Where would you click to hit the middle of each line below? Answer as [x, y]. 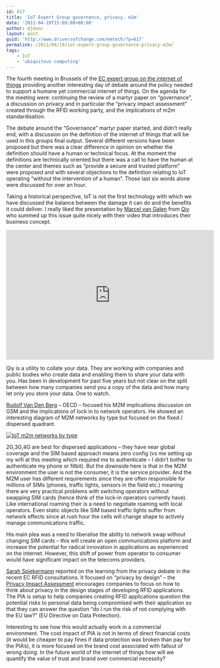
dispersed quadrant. [31, 424]
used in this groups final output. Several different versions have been [90, 140]
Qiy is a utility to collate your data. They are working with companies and [95, 368]
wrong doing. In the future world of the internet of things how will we [90, 652]
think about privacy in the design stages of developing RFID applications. [95, 590]
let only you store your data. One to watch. [58, 393]
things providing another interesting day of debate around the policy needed [99, 84]
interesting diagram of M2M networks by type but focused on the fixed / [94, 418]
